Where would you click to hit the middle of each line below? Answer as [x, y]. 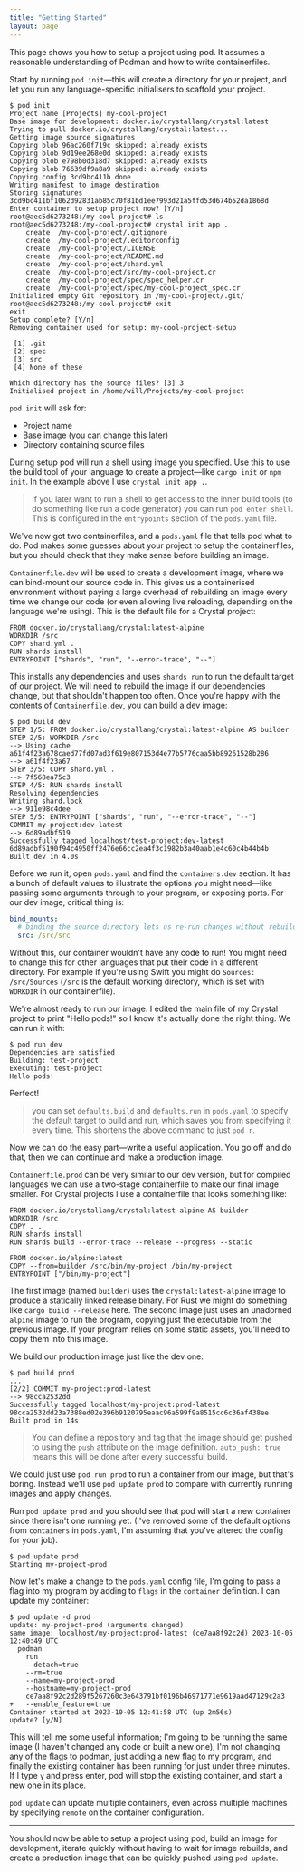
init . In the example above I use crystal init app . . [109, 481]
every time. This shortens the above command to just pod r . [143, 1130]
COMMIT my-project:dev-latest [66, 825]
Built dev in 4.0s [44, 856]
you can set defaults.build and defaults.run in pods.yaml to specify [160, 1111]
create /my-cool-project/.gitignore [97, 232]
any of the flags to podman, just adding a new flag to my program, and [141, 1756]
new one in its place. [48, 1785]
